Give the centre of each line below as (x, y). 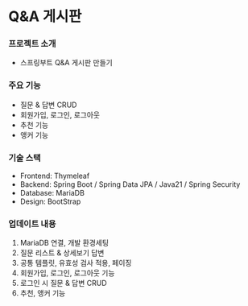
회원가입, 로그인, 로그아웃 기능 (67, 273)
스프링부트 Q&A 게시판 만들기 (66, 63)
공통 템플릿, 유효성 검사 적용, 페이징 (76, 263)
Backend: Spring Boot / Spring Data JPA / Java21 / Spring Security (130, 184)
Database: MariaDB (52, 193)
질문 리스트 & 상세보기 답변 (62, 253)
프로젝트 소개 (32, 43)
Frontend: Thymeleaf (55, 176)
